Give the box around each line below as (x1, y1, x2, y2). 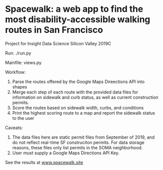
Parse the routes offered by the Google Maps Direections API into (12, 79, 145, 85)
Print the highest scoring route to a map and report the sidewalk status (12, 110, 156, 116)
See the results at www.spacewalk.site (5, 159, 83, 165)
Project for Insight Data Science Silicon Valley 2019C (5, 40, 111, 46)
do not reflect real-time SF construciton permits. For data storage (12, 139, 145, 145)
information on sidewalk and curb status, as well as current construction (12, 94, 159, 100)
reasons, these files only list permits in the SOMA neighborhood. (12, 144, 143, 150)
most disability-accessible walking (5, 14, 151, 25)
